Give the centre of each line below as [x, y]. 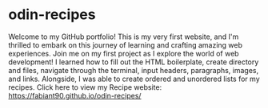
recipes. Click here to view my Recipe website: [85, 87]
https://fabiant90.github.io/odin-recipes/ [75, 95]
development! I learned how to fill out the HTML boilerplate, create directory [134, 62]
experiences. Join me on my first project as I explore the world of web [124, 53]
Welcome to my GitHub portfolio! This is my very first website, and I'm [124, 37]
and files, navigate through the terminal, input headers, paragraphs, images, [134, 70]
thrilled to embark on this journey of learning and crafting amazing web [125, 44]
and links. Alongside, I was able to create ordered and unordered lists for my [134, 79]
